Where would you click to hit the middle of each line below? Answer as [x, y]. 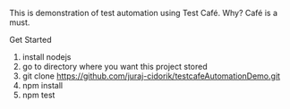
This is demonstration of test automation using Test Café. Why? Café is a [144, 13]
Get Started [30, 40]
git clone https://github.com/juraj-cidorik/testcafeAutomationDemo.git [151, 76]
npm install [43, 85]
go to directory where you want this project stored [115, 67]
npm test [38, 95]
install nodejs [47, 57]
